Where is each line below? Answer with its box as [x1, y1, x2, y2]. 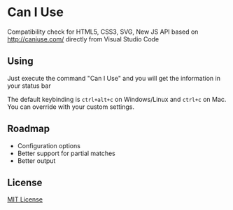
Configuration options [17, 141, 80, 150]
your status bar [7, 81, 51, 90]
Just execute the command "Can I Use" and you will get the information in [7, 74, 220, 82]
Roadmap [7, 123, 50, 135]
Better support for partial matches [17, 149, 115, 157]
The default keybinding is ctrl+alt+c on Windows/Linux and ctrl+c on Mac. [7, 95, 227, 103]
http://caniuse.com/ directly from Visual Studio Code [7, 34, 160, 43]
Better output [17, 156, 56, 165]
